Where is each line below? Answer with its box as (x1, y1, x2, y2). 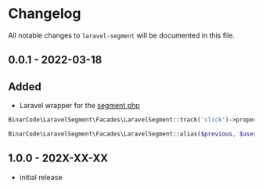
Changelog (8, 5, 81, 23)
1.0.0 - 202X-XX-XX (8, 152, 108, 165)
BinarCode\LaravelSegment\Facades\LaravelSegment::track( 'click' (8, 116, 225, 124)
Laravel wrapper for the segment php (19, 101, 140, 110)
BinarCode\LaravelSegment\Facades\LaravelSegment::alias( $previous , (8, 130, 236, 138)
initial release (19, 172, 63, 182)
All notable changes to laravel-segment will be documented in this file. (8, 31, 235, 40)
